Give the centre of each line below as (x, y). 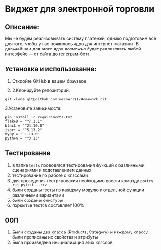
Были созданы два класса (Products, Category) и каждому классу (80, 232)
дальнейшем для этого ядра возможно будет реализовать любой (73, 49)
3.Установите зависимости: (33, 108)
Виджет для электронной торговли (80, 9)
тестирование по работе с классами (50, 175)
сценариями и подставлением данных (52, 170)
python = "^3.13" (22, 138)
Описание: (22, 27)
